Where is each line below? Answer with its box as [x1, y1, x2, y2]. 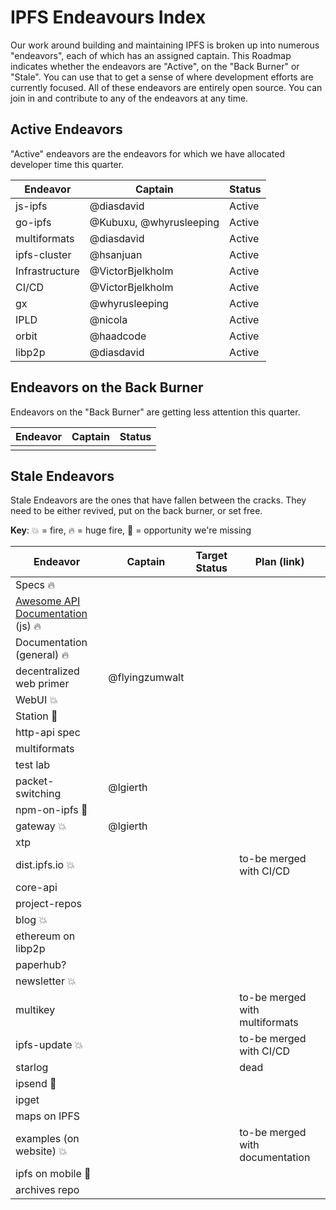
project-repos [15, 897, 83, 911]
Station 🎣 [15, 709, 58, 723]
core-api [15, 881, 58, 895]
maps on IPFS [15, 1109, 81, 1123]
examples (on [15, 1132, 80, 1146]
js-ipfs [15, 199, 48, 213]
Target [195, 549, 228, 563]
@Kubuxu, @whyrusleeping [89, 215, 220, 229]
